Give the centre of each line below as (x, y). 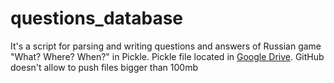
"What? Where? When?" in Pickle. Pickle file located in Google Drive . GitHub (167, 56)
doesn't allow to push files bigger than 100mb (104, 67)
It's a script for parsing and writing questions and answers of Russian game (166, 46)
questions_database (96, 18)
